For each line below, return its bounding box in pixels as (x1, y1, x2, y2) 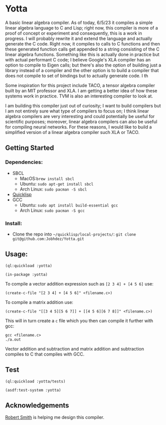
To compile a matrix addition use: (5, 299, 74, 305)
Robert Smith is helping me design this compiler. (5, 414, 105, 420)
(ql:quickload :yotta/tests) (5, 378, 66, 384)
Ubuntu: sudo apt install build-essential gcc (19, 202, 118, 208)
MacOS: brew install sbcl (19, 175, 75, 181)
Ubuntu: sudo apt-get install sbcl (19, 180, 94, 186)
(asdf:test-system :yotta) (5, 387, 61, 392)
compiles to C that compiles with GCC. (5, 351, 85, 357)
